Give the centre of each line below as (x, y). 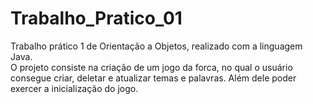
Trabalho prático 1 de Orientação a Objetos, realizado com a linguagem (156, 46)
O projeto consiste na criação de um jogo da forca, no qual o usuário (151, 67)
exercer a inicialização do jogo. (74, 88)
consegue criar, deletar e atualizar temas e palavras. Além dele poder (153, 78)
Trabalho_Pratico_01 (96, 18)
